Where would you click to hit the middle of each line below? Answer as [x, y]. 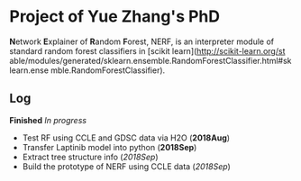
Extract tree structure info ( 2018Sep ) [91, 157]
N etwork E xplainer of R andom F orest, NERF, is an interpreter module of [142, 41]
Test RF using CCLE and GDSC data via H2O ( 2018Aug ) [126, 138]
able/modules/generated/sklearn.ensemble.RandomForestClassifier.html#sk [150, 60]
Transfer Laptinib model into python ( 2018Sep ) [109, 147]
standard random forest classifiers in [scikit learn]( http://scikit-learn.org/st [147, 50]
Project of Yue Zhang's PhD [115, 17]
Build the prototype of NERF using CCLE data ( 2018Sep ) [127, 166]
